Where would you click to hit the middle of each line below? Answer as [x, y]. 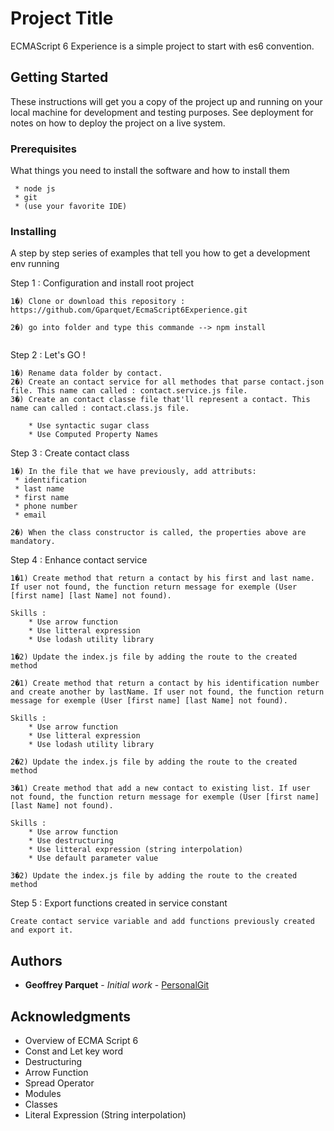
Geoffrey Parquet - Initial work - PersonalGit [117, 985]
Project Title [62, 18]
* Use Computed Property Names [93, 435]
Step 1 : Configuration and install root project [102, 283]
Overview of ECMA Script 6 [81, 1040]
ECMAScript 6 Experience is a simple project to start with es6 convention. [162, 46]
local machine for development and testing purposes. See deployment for [162, 112]
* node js [35, 189]
